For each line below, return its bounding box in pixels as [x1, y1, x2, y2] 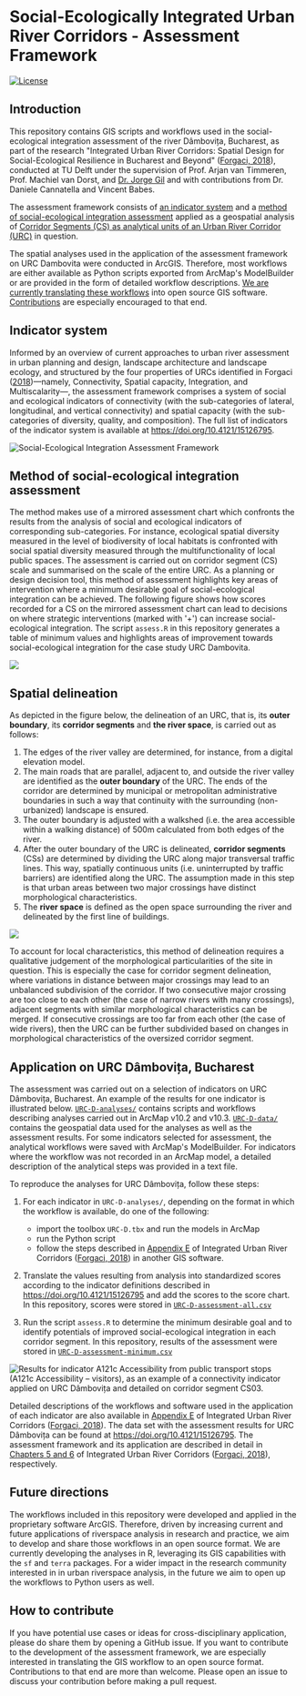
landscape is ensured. [66, 805, 148, 816]
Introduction [9, 102, 82, 117]
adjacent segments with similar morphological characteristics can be [9, 1004, 268, 1015]
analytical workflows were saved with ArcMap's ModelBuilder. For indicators [9, 1142, 296, 1153]
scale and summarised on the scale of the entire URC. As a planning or [9, 564, 275, 575]
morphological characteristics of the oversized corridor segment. [9, 1033, 254, 1044]
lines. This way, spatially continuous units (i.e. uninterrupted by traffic [22, 863, 284, 874]
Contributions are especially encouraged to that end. [9, 296, 208, 307]
